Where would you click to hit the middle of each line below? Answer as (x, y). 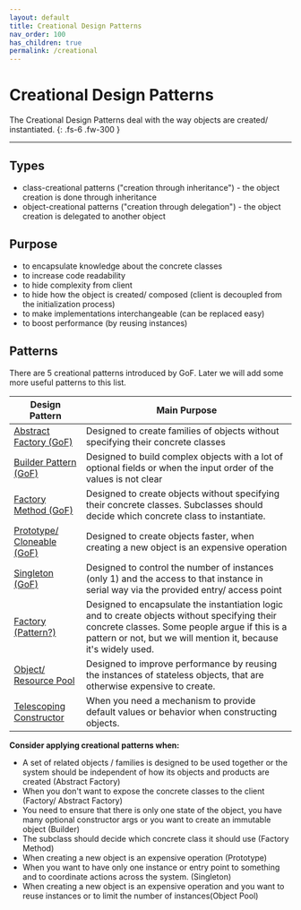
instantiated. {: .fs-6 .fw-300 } (65, 130)
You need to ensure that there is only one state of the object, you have (152, 810)
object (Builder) (51, 828)
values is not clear (124, 478)
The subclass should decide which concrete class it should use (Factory (155, 838)
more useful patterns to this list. (68, 382)
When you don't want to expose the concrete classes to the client (143, 791)
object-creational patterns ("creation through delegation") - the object (151, 206)
